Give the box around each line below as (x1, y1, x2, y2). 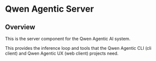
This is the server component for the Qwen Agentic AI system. (5, 36, 131, 41)
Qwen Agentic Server (5, 3, 94, 15)
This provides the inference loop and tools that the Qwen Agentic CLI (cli (5, 45, 152, 51)
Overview (5, 23, 36, 31)
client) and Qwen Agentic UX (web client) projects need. (5, 50, 119, 56)
